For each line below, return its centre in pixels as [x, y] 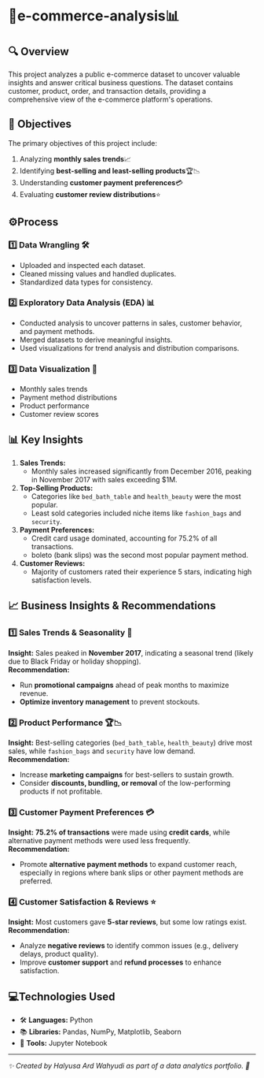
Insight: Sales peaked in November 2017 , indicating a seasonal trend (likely [131, 652]
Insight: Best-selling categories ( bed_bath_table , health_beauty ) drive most [130, 742]
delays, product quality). [59, 954]
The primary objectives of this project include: [83, 143]
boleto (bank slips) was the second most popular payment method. [140, 555]
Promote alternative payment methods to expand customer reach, [128, 864]
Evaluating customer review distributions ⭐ [90, 194]
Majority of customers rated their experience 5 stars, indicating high [141, 571]
